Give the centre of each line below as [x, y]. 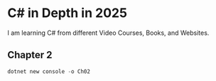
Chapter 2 [30, 55]
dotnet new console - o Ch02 [49, 71]
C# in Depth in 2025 [67, 13]
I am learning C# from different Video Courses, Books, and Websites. [108, 33]
